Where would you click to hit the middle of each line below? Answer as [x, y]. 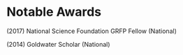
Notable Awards [54, 12]
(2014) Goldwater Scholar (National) [58, 44]
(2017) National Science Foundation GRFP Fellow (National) [92, 31]
